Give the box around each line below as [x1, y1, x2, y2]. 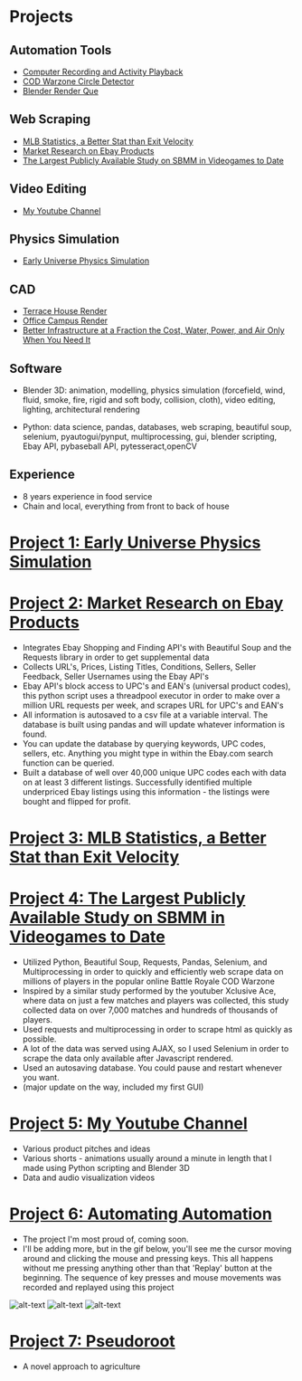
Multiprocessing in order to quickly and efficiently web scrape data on [22, 967, 284, 977]
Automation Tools [9, 43, 112, 58]
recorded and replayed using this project [22, 1282, 175, 1292]
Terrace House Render [22, 306, 108, 317]
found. [22, 729, 48, 739]
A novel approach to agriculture [22, 1360, 141, 1372]
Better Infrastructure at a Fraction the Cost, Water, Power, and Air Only [22, 325, 285, 336]
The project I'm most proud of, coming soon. [22, 1233, 189, 1244]
